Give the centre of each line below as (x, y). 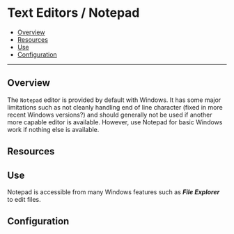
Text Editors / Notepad (73, 13)
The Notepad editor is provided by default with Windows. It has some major (114, 100)
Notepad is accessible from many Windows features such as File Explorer (114, 192)
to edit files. (24, 199)
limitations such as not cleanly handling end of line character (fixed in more (115, 107)
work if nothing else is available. (53, 129)
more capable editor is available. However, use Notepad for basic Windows (115, 122)
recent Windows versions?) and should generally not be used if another (110, 115)
